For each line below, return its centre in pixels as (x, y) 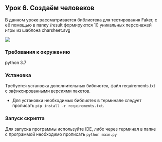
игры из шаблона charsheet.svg (38, 30)
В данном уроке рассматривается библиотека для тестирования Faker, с (81, 20)
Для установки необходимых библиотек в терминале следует (77, 101)
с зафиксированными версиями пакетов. (48, 91)
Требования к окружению (38, 52)
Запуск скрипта (25, 118)
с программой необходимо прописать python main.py (61, 134)
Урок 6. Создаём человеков (50, 8)
